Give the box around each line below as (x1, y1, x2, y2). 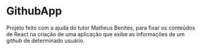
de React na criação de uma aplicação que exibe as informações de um (6, 30, 185, 37)
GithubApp (6, 4, 62, 18)
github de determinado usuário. (6, 37, 85, 44)
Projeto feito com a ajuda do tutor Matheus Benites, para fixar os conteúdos (6, 24, 196, 31)
